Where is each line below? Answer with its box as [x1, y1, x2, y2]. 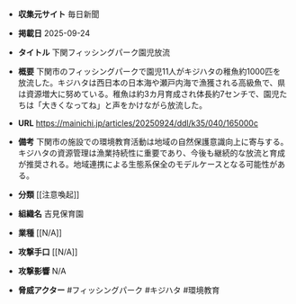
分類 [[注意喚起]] [17, 189, 80, 200]
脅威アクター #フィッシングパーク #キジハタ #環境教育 [17, 285, 220, 295]
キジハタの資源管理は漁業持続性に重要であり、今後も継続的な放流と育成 [17, 148, 286, 158]
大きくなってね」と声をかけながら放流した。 [41, 100, 208, 111]
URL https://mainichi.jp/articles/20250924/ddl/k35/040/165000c [17, 118, 259, 129]
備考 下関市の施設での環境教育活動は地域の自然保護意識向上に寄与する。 [17, 137, 289, 147]
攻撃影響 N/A [17, 265, 67, 276]
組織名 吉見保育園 [17, 209, 84, 219]
